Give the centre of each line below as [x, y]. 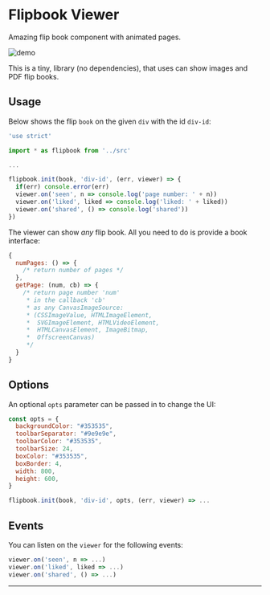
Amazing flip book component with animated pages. [95, 37]
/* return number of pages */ [74, 271]
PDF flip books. [34, 76]
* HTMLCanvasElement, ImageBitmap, [88, 330]
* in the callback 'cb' [66, 300]
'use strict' [30, 136]
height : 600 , [37, 479]
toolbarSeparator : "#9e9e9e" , [66, 434]
